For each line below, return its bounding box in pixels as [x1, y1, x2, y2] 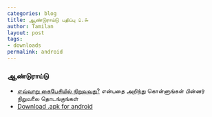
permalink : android [7, 49, 63, 56]
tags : [7, 36, 23, 43]
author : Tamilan [7, 23, 54, 30]
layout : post [7, 29, 45, 36]
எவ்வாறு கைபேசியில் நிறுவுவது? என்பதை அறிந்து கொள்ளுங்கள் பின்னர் [17, 87, 205, 95]
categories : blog [7, 10, 57, 17]
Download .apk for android [17, 103, 93, 111]
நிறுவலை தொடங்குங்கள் [17, 94, 79, 103]
